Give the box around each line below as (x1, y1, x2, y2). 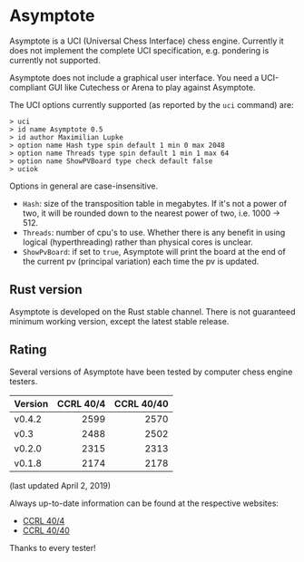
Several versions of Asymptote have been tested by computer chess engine (9, 366, 293, 377)
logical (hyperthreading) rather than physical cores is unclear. (22, 237, 254, 247)
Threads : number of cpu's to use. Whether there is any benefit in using (22, 227, 286, 237)
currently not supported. (9, 54, 102, 65)
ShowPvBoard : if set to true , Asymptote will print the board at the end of (22, 246, 286, 257)
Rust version (9, 282, 83, 297)
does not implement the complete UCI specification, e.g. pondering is (9, 44, 270, 55)
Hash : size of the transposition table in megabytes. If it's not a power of (22, 198, 288, 208)
